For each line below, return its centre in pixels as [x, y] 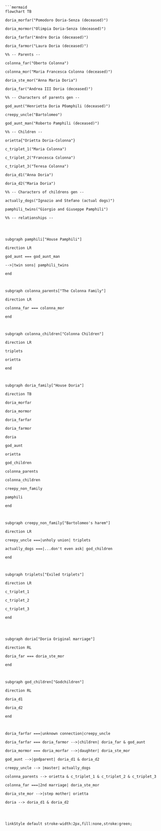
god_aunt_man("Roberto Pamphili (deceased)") [52, 123]
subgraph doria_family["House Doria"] [45, 386]
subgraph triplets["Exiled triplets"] [45, 575]
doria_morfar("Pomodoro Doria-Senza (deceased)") [57, 20]
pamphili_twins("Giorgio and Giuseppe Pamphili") [57, 209]
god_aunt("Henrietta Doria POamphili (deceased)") [58, 106]
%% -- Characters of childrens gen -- [45, 192]
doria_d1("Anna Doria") [29, 175]
